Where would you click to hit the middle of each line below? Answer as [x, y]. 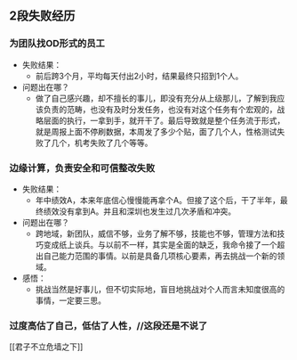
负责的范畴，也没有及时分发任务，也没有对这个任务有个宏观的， [160, 109]
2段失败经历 [42, 16]
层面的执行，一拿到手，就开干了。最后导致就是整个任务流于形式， [164, 120]
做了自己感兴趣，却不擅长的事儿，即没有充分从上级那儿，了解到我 [156, 98]
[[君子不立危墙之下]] [46, 347]
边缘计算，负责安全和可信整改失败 [82, 168]
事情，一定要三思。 [71, 300]
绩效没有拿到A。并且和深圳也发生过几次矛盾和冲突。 [140, 211]
